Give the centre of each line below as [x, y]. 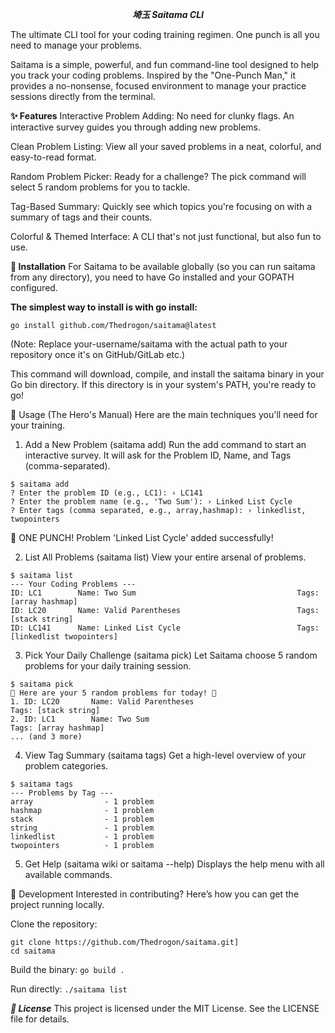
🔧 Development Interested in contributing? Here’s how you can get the [155, 894]
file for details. [40, 1019]
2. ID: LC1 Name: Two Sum [80, 719]
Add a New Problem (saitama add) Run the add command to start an [165, 444]
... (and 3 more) [46, 737]
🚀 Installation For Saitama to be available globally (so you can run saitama [163, 266]
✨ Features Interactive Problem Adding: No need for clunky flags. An [152, 116]
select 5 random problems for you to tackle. [100, 187]
